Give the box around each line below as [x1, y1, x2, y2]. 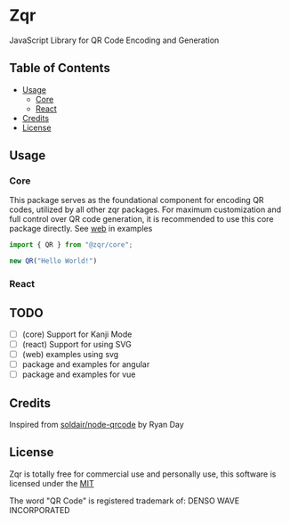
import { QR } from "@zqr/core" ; [9, 241, 133, 249]
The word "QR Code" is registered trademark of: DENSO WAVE [9, 495, 240, 506]
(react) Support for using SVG [21, 339, 132, 349]
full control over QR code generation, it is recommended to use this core [9, 214, 274, 225]
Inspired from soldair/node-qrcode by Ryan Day [9, 420, 184, 430]
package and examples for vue [21, 369, 136, 380]
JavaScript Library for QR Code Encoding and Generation [9, 35, 220, 45]
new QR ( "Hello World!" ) [9, 257, 98, 266]
